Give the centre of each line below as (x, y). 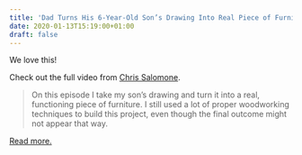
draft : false (34, 34)
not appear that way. (69, 123)
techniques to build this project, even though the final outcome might (159, 114)
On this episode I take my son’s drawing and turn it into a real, (146, 95)
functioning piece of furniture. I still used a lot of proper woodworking (160, 105)
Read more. (31, 141)
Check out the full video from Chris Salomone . (95, 77)
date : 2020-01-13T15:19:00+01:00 (72, 26)
